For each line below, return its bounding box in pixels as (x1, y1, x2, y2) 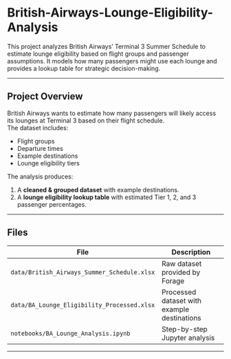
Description (171, 247, 211, 256)
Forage (161, 276, 185, 285)
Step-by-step (161, 324, 208, 334)
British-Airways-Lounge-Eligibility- (7, 5, 214, 21)
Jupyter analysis (161, 333, 215, 342)
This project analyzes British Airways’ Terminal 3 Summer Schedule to (7, 42, 206, 50)
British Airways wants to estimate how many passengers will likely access (7, 109, 217, 117)
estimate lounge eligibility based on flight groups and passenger (7, 50, 189, 58)
